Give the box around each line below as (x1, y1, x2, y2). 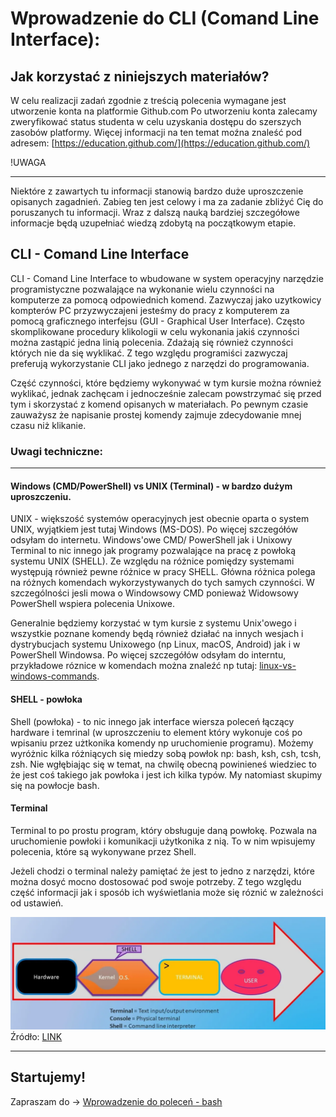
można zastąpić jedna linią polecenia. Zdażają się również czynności (10, 336, 294, 348)
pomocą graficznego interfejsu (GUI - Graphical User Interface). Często (10, 315, 305, 327)
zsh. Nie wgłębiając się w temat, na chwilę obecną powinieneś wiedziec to (10, 758, 317, 770)
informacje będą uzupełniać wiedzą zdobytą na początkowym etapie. (10, 217, 297, 229)
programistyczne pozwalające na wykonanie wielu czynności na (10, 283, 275, 295)
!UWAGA (10, 157, 47, 168)
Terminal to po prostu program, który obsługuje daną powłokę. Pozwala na (10, 824, 318, 836)
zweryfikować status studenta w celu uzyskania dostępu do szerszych (10, 116, 302, 127)
